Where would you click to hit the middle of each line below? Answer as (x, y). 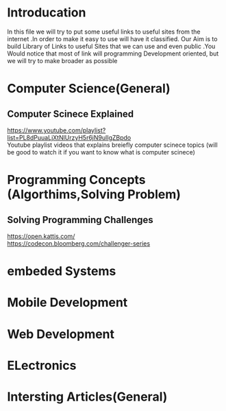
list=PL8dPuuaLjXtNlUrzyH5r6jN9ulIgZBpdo (69, 137)
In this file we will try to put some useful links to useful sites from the (104, 32)
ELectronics (42, 365)
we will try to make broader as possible (62, 60)
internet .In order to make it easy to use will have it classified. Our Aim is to (112, 38)
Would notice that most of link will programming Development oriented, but (113, 54)
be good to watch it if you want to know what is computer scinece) (101, 152)
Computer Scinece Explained (71, 114)
